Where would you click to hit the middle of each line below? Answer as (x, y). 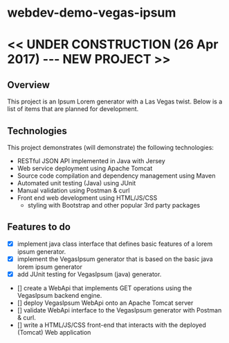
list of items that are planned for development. (73, 109)
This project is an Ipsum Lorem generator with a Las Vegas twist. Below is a (115, 101)
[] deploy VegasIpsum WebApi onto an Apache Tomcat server (105, 303)
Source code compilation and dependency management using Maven (116, 176)
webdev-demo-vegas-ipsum (92, 13)
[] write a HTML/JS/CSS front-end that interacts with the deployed (111, 325)
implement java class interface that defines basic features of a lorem (115, 244)
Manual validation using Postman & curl (73, 190)
